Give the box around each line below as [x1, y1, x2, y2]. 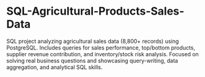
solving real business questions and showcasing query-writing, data [6, 57, 179, 64]
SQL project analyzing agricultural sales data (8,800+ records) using [6, 37, 179, 45]
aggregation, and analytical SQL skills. [6, 63, 103, 71]
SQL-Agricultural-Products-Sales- [6, 4, 185, 18]
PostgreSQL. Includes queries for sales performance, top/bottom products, [6, 44, 196, 51]
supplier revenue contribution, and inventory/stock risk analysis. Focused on [6, 50, 199, 57]
